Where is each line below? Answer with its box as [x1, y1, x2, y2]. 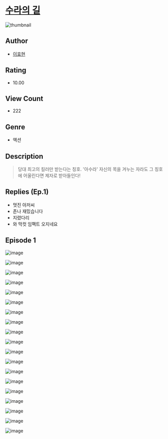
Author [5, 37, 28, 45]
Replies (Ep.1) [5, 187, 49, 197]
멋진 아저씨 [12, 202, 35, 208]
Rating [5, 66, 26, 75]
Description [5, 152, 43, 161]
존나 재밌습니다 [12, 208, 43, 214]
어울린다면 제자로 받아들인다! [23, 173, 80, 179]
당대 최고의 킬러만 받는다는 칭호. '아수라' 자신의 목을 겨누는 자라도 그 [17, 166, 154, 172]
